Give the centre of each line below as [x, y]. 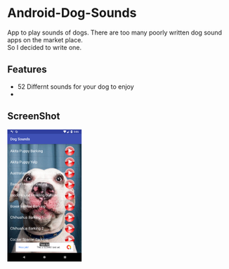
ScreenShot [34, 117]
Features [27, 69]
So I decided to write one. [45, 47]
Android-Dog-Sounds [72, 13]
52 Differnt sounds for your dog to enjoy [76, 87]
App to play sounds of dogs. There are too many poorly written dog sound [115, 32]
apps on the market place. [45, 39]
